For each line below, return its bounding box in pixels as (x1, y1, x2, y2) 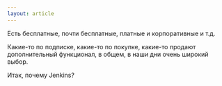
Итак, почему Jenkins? (7, 71, 75, 79)
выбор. (7, 57, 29, 66)
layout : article (7, 10, 54, 17)
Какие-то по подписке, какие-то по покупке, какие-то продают (7, 42, 196, 51)
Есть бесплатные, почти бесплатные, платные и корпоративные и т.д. (7, 29, 216, 37)
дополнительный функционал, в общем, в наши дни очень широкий (7, 50, 209, 58)
